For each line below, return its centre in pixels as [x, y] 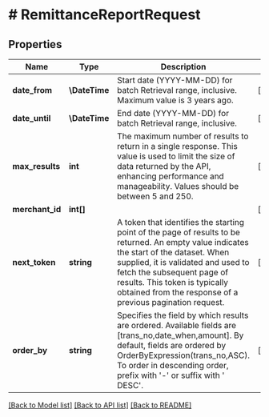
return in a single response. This [177, 146]
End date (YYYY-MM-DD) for [173, 113]
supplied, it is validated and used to [183, 262]
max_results [36, 166]
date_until [32, 118]
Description [183, 67]
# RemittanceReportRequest [105, 15]
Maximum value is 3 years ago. [175, 100]
